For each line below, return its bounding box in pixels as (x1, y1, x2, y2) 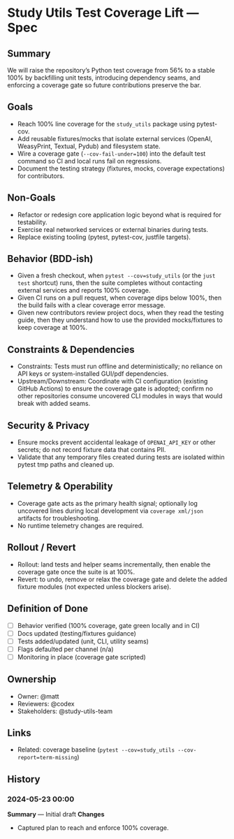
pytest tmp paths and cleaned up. (17, 460, 115, 469)
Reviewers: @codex (17, 699, 75, 708)
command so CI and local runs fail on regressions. (17, 156, 162, 165)
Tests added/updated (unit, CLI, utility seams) (17, 637, 149, 645)
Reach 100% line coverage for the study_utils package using (17, 119, 196, 128)
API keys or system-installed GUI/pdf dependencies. (17, 370, 169, 378)
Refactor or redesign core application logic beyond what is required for (17, 210, 221, 219)
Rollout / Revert (7, 541, 76, 553)
